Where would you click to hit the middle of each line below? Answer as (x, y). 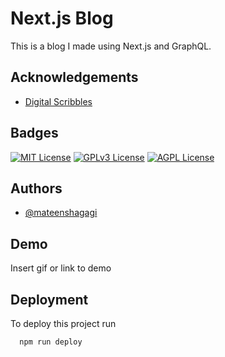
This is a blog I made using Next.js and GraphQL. (111, 46)
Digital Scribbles (58, 101)
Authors (36, 188)
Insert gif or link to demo (61, 268)
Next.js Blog (62, 18)
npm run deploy (51, 342)
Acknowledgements (74, 77)
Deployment (49, 299)
